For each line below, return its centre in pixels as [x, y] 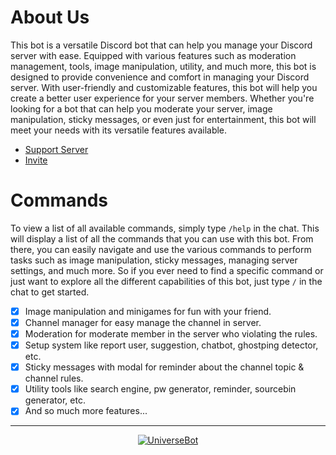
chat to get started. [50, 292]
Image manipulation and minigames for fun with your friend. [148, 311]
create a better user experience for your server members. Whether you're [162, 98]
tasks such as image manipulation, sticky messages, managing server [154, 260]
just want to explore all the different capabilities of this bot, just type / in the [166, 281]
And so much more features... [86, 411]
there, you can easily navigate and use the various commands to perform [161, 249]
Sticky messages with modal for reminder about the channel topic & [164, 367]
